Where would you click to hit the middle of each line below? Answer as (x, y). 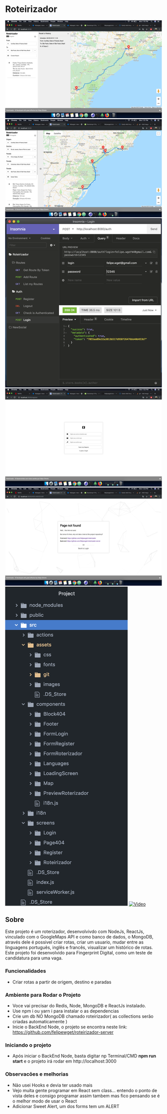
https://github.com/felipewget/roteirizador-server (63, 1032)
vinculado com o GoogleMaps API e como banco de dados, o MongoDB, (79, 937)
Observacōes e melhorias (37, 1074)
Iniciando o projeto (28, 1045)
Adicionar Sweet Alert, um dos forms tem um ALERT (66, 1106)
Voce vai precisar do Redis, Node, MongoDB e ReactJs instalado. (79, 1006)
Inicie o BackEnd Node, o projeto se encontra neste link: (70, 1027)
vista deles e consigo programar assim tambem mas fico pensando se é (86, 1096)
